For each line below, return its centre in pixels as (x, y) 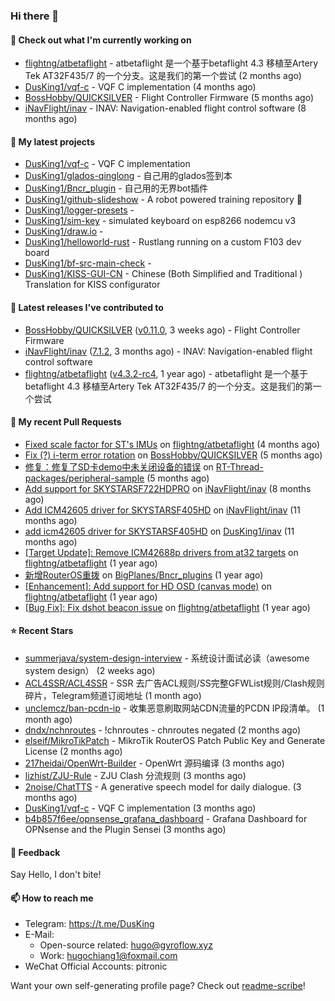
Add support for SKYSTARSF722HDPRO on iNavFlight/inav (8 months (168, 488)
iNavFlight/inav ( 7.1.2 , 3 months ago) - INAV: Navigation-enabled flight (168, 351)
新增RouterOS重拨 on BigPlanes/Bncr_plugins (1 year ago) (144, 575)
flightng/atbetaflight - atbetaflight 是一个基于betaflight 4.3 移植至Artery (171, 63)
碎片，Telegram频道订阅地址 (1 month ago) (113, 695)
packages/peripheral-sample (84, 478)
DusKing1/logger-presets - (79, 210)
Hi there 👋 (35, 16)
